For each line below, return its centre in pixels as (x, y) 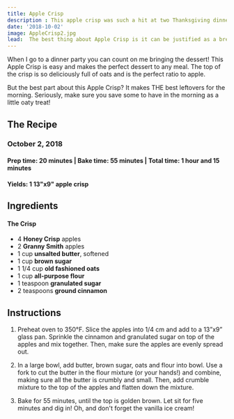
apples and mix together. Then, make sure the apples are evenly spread (120, 345)
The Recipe (32, 124)
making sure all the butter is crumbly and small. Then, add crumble (113, 380)
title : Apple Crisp (36, 14)
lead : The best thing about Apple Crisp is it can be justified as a (112, 40)
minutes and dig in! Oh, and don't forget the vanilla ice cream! (106, 409)
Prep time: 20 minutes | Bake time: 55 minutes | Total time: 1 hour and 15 (114, 161)
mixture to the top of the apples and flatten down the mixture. (106, 388)
